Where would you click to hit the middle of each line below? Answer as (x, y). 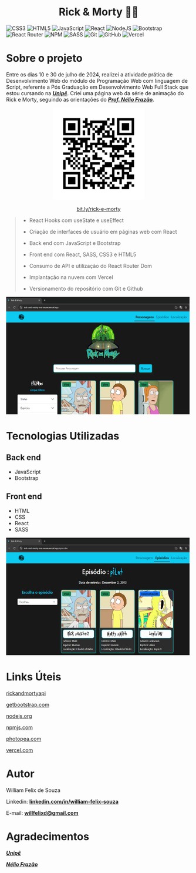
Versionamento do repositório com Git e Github (86, 288)
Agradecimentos (48, 836)
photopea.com (24, 738)
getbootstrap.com (28, 704)
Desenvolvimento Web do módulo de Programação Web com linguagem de (97, 80)
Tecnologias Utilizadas (63, 436)
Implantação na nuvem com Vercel (71, 277)
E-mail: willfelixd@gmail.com (42, 812)
